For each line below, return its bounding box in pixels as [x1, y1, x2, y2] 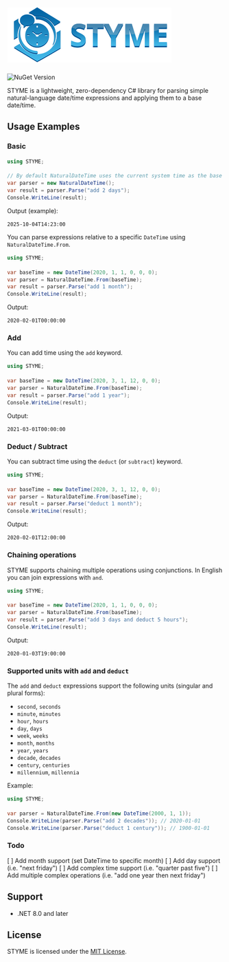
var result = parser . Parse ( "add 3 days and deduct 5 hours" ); [7, 616, 189, 624]
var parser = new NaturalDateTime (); [7, 179, 115, 187]
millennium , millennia [16, 768, 80, 776]
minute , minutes [16, 710, 61, 718]
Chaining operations [7, 550, 77, 560]
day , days [16, 724, 43, 732]
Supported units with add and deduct [7, 666, 129, 675]
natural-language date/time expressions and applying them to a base [7, 94, 202, 102]
